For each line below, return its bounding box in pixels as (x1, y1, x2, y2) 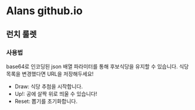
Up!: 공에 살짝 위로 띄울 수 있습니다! (14, 90, 97, 97)
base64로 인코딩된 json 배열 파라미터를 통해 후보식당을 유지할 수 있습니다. (6, 63, 178, 70)
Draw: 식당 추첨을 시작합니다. (14, 83, 83, 90)
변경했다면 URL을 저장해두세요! (21, 70, 94, 77)
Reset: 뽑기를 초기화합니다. (14, 98, 78, 105)
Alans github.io (6, 4, 83, 18)
